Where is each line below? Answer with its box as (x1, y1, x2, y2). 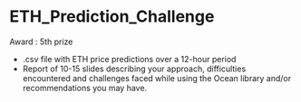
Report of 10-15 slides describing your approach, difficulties (22, 63, 247, 74)
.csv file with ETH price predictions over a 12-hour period (22, 53, 237, 64)
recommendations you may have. (22, 82, 148, 93)
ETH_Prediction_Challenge (9, 6, 215, 27)
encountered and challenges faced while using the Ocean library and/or (22, 72, 292, 83)
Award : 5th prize (9, 36, 73, 47)
